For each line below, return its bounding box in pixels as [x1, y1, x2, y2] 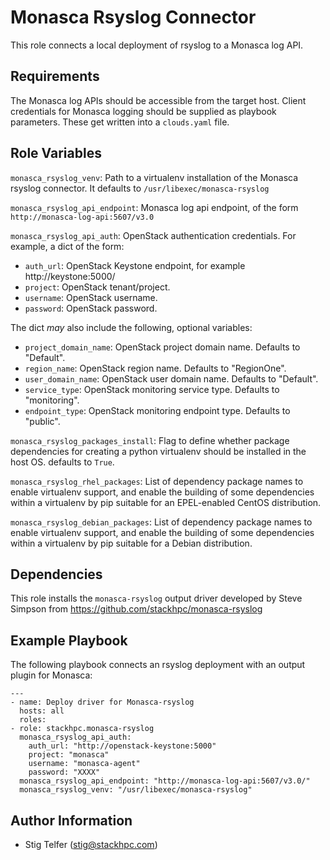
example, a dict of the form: [10, 240, 125, 252]
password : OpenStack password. [24, 302, 158, 314]
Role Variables [10, 145, 102, 162]
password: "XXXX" [28, 767, 101, 778]
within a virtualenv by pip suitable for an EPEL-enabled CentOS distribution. [10, 496, 322, 508]
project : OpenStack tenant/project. [24, 281, 171, 293]
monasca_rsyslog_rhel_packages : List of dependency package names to [10, 475, 304, 487]
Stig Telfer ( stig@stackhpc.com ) [24, 839, 158, 850]
